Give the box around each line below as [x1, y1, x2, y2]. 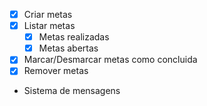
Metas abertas [38, 42, 99, 54]
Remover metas [23, 65, 89, 77]
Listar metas [23, 20, 76, 32]
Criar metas [23, 9, 73, 20]
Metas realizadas [38, 31, 110, 43]
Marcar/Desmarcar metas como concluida [23, 54, 198, 66]
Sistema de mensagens [23, 85, 121, 97]
